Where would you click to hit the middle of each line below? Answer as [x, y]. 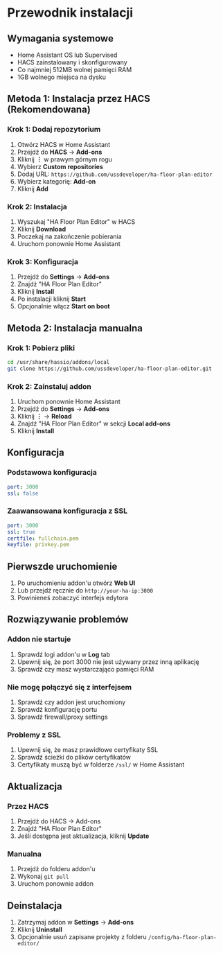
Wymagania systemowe [61, 38]
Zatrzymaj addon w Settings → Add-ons [75, 923]
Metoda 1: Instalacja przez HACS [79, 99]
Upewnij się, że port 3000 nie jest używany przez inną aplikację [108, 662]
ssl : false [23, 493]
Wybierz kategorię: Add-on [56, 181]
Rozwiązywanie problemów [68, 619]
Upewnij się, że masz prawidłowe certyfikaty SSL [88, 750]
